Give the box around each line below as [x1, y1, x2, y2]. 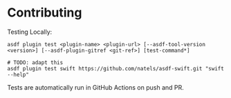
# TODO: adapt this [7, 59, 64, 66]
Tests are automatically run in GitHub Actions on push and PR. [7, 83, 185, 91]
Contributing [7, 5, 82, 21]
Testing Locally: [7, 28, 53, 36]
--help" [7, 71, 30, 78]
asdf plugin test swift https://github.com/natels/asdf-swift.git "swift [7, 65, 225, 72]
